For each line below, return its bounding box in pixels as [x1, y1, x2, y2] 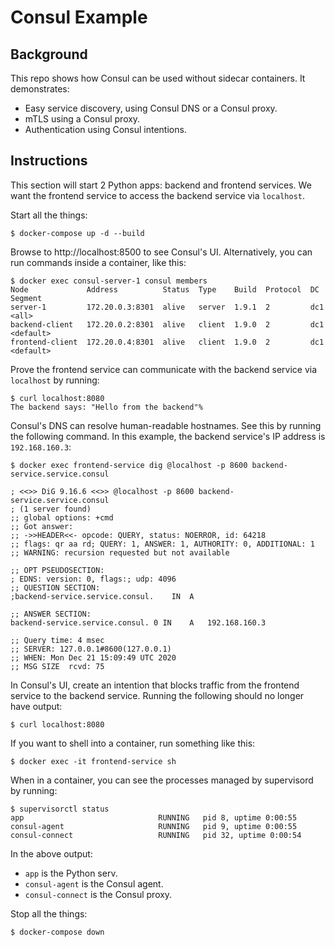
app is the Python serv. [24, 867, 118, 879]
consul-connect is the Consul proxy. [24, 888, 173, 900]
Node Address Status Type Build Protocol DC [10, 284, 320, 295]
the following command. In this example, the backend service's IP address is [10, 430, 326, 442]
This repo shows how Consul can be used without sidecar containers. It [10, 72, 306, 84]
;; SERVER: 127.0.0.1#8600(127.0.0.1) [10, 644, 172, 654]
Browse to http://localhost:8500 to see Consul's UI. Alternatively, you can [10, 246, 313, 258]
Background [10, 46, 88, 63]
